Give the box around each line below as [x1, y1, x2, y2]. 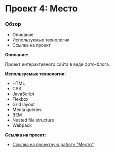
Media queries [12, 107, 42, 113]
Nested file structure [12, 117, 54, 123]
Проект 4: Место [5, 3, 78, 14]
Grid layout [12, 102, 35, 108]
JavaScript [12, 91, 35, 97]
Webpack [12, 122, 32, 128]
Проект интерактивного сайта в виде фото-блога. [5, 61, 110, 67]
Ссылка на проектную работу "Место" [12, 142, 94, 148]
